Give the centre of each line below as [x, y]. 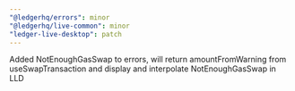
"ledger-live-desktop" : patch [66, 34]
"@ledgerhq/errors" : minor [60, 17]
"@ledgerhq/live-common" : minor [69, 26]
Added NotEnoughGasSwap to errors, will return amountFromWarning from [148, 60]
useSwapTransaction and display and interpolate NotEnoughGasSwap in [143, 69]
